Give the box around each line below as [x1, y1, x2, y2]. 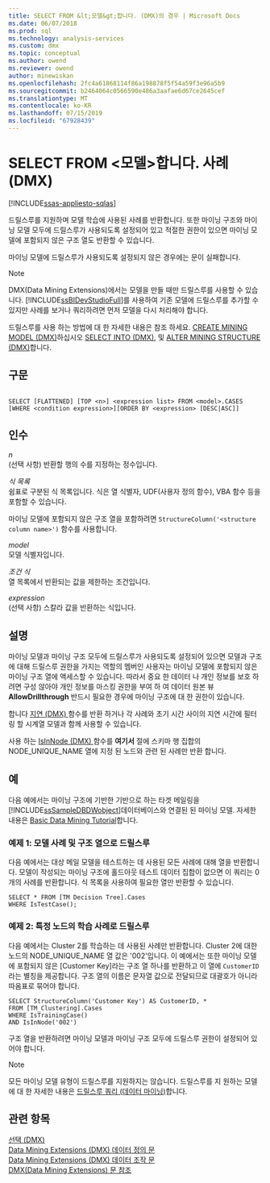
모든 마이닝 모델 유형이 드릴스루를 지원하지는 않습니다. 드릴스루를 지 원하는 [8, 1076, 243, 1085]
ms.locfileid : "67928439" [8, 117, 95, 125]
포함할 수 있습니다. [8, 497, 67, 506]
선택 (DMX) [8, 1135, 46, 1145]
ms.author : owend [8, 57, 67, 65]
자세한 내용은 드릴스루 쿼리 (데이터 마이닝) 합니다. [33, 1086, 188, 1096]
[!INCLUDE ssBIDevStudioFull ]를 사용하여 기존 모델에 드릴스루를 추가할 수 [25, 295, 260, 305]
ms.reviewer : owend [8, 65, 74, 73]
